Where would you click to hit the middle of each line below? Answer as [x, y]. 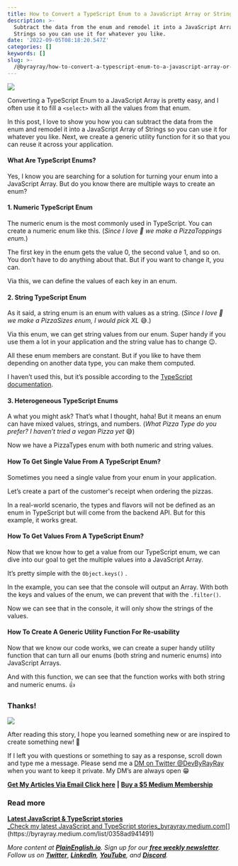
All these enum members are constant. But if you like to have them [104, 356]
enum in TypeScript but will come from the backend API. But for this [106, 513]
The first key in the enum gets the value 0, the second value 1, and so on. [114, 252]
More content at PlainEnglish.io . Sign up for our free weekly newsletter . [114, 847]
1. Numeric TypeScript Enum [50, 207]
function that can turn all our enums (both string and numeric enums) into [114, 656]
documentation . [30, 385]
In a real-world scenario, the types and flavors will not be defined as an [111, 505]
